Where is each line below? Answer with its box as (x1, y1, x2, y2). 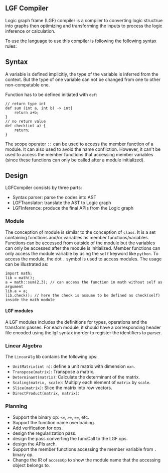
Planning (5, 403, 28, 410)
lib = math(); (5, 275, 35, 280)
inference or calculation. (5, 28, 56, 34)
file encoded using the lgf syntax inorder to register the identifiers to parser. (5, 329, 162, 336)
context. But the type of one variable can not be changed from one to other (5, 76, 161, 82)
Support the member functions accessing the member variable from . (12, 446, 157, 452)
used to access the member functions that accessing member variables (5, 151, 153, 157)
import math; (5, 271, 33, 276)
